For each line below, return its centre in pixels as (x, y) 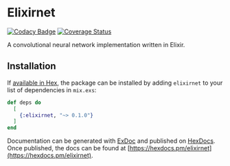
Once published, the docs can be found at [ (69, 148)
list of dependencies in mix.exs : (52, 89)
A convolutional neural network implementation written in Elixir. (96, 44)
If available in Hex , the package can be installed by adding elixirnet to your (115, 83)
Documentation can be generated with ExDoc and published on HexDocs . (111, 141)
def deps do (24, 102)
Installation (32, 66)
